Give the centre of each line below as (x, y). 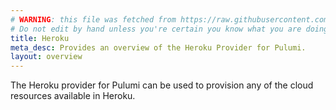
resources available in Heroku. (73, 96)
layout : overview (46, 57)
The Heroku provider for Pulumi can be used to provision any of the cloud (162, 85)
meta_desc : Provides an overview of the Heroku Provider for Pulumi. (158, 47)
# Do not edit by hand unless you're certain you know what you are (156, 29)
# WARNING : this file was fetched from (93, 19)
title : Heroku (40, 38)
